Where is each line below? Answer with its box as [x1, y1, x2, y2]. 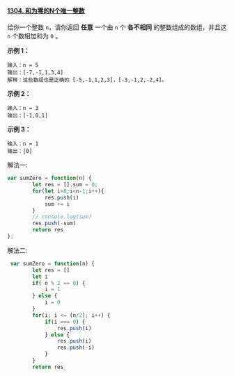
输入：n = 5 [7, 62, 39, 69]
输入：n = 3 [7, 105, 39, 112]
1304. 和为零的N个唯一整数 [7, 6, 85, 15]
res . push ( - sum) [32, 220, 77, 227]
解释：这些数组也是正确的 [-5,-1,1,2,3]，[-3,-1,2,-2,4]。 [7, 76, 167, 83]
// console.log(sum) [32, 213, 92, 220]
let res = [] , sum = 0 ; [32, 181, 98, 188]
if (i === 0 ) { [44, 318, 86, 325]
